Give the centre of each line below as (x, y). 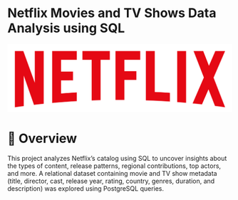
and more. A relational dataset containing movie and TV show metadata (112, 173)
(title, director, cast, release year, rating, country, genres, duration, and (111, 181)
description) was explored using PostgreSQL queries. (86, 188)
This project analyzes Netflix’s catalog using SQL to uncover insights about (117, 158)
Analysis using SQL (66, 28)
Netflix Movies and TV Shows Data (112, 13)
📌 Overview (42, 138)
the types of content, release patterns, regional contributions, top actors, (114, 166)
